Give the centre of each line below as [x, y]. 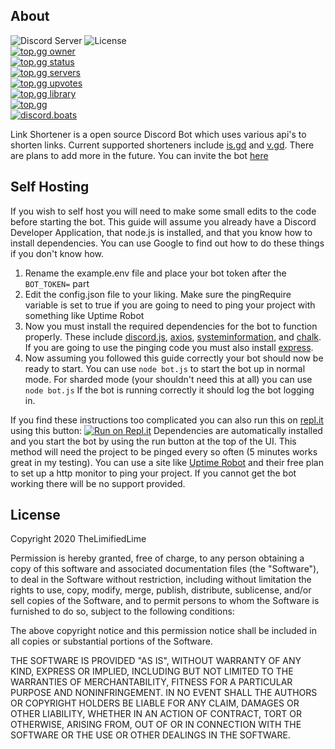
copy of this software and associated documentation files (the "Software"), [165, 569]
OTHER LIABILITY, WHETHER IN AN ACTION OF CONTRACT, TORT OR [156, 714]
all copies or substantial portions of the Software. [111, 641]
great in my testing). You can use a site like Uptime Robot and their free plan [167, 462]
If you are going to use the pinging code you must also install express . [169, 347]
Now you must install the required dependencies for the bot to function [171, 326]
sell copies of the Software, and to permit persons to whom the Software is [165, 601]
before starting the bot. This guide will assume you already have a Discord [163, 221]
